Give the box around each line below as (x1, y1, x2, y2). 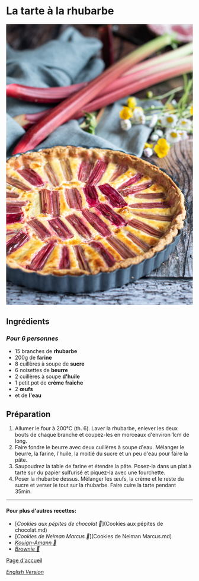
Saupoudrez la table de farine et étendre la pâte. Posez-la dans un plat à (14, 463, 192, 470)
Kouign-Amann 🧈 (14, 539, 57, 547)
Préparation (6, 409, 51, 419)
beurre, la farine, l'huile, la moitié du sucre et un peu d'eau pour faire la (14, 450, 188, 458)
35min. (14, 488, 32, 495)
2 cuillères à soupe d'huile (14, 373, 80, 380)
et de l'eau (14, 392, 41, 399)
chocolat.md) (14, 526, 47, 534)
